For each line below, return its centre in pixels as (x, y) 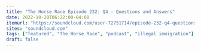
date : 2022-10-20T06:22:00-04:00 (48, 17)
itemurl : (17, 23)
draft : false (22, 39)
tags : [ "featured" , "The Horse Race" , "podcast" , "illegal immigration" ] (100, 34)
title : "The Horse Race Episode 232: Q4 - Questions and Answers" (91, 12)
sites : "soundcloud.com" (37, 28)
